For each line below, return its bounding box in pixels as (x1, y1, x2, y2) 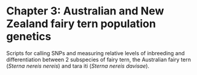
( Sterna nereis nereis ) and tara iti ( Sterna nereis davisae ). (6, 62, 150, 70)
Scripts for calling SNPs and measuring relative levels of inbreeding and (6, 49, 186, 56)
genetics (6, 30, 51, 43)
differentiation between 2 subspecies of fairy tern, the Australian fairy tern (6, 56, 192, 63)
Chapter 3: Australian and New (6, 4, 164, 18)
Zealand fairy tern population (6, 17, 156, 31)
